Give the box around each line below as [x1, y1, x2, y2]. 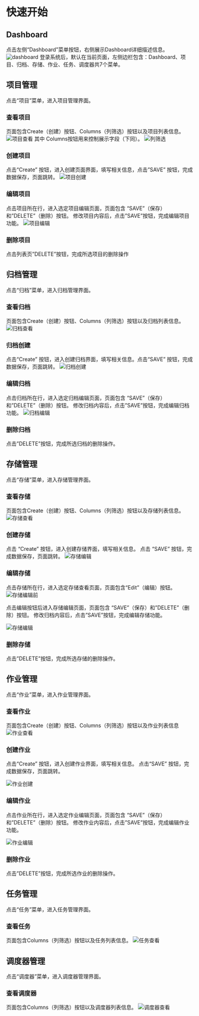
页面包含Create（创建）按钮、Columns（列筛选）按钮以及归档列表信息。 [6, 318, 185, 325]
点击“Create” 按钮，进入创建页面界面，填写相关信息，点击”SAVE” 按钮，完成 [6, 166, 193, 173]
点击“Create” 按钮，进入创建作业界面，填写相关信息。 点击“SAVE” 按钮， [6, 760, 184, 767]
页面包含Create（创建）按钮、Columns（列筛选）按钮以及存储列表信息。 [6, 507, 185, 515]
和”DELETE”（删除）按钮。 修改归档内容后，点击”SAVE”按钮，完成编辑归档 [6, 402, 190, 409]
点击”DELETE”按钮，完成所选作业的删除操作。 [6, 870, 118, 877]
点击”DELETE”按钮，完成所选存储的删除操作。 [6, 655, 118, 662]
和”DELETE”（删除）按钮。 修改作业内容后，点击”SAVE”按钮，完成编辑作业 [6, 819, 190, 826]
